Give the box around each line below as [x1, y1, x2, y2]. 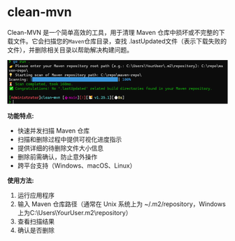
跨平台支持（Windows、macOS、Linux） [17, 161, 136, 170]
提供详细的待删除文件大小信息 [17, 144, 104, 152]
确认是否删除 [17, 226, 55, 235]
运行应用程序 [17, 191, 55, 200]
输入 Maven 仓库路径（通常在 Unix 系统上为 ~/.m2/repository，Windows [17, 200, 226, 208]
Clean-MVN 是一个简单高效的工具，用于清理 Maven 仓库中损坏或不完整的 [7, 28, 219, 36]
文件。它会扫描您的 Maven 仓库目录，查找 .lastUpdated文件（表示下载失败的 [13, 36, 227, 45]
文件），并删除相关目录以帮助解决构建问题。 [7, 45, 133, 54]
